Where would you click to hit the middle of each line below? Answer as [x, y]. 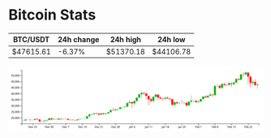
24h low [171, 40]
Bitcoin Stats [52, 15]
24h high [126, 40]
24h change [79, 40]
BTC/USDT [32, 40]
